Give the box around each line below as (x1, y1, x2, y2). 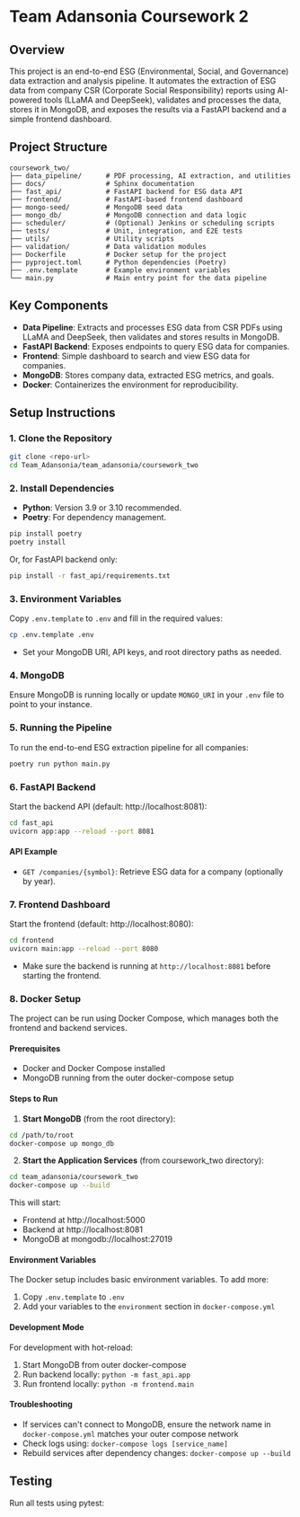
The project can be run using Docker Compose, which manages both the (9, 1013, 279, 1024)
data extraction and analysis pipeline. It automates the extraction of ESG (9, 75, 277, 86)
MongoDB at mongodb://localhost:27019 (22, 1234, 173, 1245)
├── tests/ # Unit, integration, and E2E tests (9, 226, 243, 235)
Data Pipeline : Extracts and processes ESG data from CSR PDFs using (22, 322, 283, 333)
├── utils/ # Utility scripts (9, 234, 175, 244)
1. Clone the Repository (9, 431, 112, 444)
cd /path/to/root (9, 1131, 75, 1140)
